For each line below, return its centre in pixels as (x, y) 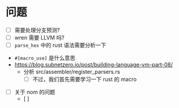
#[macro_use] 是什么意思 (45, 58)
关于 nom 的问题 (35, 92)
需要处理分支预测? (37, 30)
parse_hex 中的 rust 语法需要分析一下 (60, 45)
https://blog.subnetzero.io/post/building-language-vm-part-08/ (93, 65)
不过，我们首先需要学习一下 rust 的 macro (85, 79)
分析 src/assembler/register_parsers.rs (72, 72)
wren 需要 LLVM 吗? (39, 37)
